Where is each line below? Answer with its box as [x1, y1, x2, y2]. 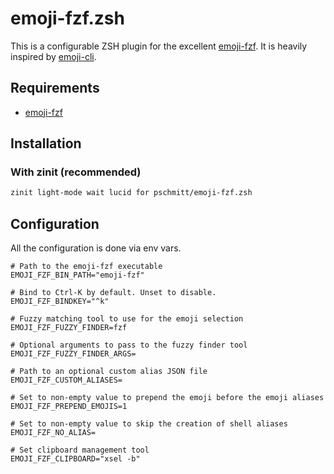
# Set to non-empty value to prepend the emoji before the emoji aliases [10, 393, 325, 403]
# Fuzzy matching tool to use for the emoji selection [10, 314, 244, 324]
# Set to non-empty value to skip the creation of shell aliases [10, 419, 288, 429]
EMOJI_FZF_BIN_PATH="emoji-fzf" [10, 270, 145, 281]
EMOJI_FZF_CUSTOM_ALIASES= [10, 375, 123, 386]
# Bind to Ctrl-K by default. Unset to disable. [10, 288, 217, 298]
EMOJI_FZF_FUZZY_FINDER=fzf [10, 323, 128, 333]
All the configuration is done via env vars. [10, 242, 182, 254]
